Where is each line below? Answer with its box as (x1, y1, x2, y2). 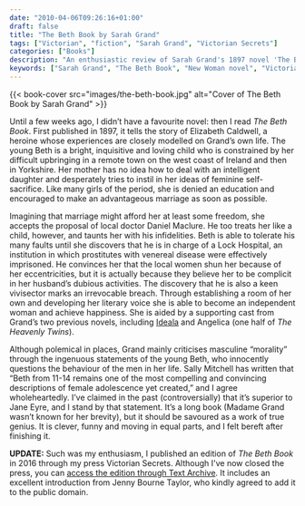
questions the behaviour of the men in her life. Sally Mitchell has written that (9, 363, 294, 374)
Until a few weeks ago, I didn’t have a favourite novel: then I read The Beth (9, 115, 288, 127)
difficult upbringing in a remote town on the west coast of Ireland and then (9, 154, 288, 165)
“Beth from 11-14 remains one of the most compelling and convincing (9, 373, 267, 384)
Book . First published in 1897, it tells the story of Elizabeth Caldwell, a (9, 125, 268, 136)
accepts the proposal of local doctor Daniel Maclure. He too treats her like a (9, 219, 292, 231)
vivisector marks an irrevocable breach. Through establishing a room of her (9, 287, 292, 298)
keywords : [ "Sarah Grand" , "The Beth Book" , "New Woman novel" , (9, 64, 258, 73)
